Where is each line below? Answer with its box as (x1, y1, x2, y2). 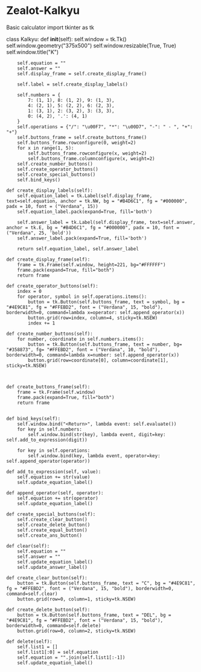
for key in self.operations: (17, 447, 91, 454)
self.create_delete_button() (17, 522, 91, 528)
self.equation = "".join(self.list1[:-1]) (17, 654, 126, 660)
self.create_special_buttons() (17, 171, 96, 178)
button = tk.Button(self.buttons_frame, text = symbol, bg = (28, 298, 185, 305)
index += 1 (28, 320, 56, 326)
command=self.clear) (6, 591, 59, 597)
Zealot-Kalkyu (6, 4, 80, 18)
